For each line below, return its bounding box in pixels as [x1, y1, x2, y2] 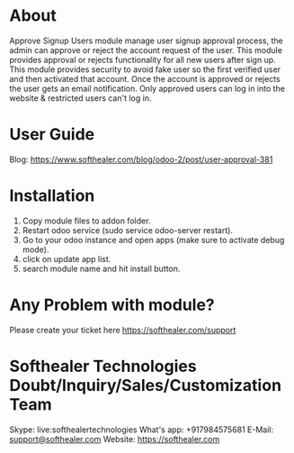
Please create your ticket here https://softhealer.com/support [9, 324, 236, 335]
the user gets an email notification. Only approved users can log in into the [9, 83, 286, 94]
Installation [9, 186, 95, 206]
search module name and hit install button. [22, 263, 181, 274]
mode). [22, 244, 49, 255]
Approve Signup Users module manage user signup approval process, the [9, 35, 283, 46]
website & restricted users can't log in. [9, 92, 152, 104]
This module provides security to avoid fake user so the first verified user [9, 64, 281, 75]
